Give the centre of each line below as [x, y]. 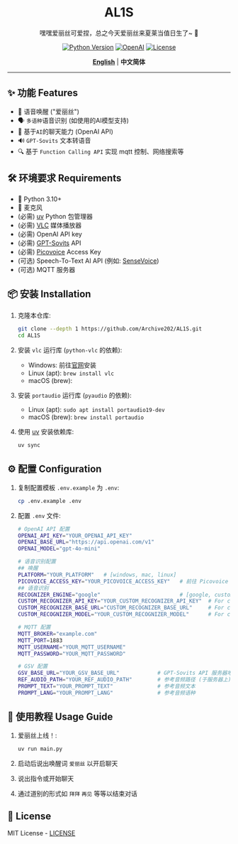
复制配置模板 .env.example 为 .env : [68, 487]
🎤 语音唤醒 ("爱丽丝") [49, 112]
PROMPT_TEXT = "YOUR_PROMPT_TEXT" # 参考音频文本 [107, 686]
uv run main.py [40, 749]
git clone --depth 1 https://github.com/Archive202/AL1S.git [110, 329]
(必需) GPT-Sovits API [49, 243]
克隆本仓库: [34, 315]
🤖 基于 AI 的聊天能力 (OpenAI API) [65, 131]
